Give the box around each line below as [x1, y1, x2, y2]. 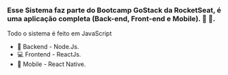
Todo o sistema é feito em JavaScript [7, 29, 112, 37]
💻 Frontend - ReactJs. [16, 50, 81, 59]
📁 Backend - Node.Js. [16, 43, 79, 51]
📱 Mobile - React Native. [16, 60, 86, 68]
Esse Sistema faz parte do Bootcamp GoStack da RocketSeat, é [7, 5, 221, 15]
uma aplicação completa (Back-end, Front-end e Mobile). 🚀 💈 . [7, 14, 216, 23]
